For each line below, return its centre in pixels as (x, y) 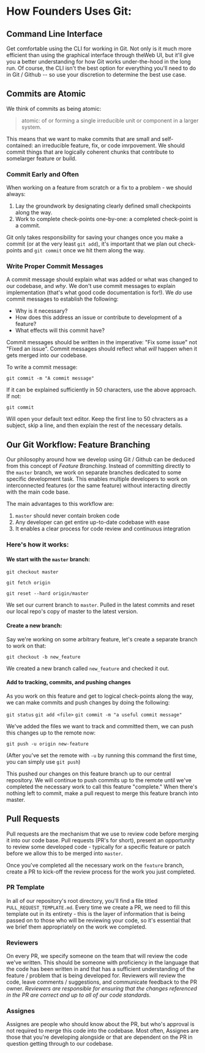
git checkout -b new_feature (43, 657)
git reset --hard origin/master (47, 594)
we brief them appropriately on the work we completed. (76, 927)
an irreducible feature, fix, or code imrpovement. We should (110, 145)
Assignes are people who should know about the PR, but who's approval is (100, 1024)
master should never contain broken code (67, 516)
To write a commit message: (42, 367)
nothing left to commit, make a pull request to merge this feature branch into (102, 793)
